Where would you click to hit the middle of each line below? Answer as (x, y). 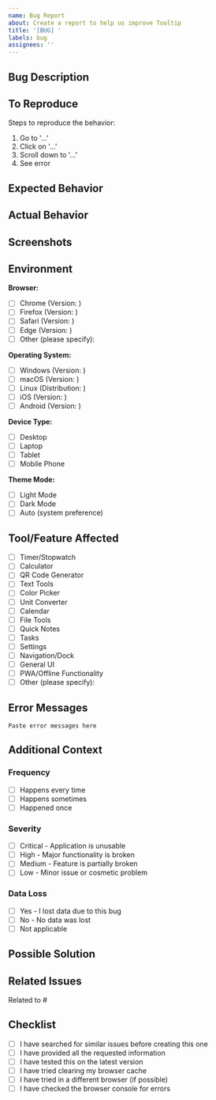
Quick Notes (40, 629)
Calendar (34, 610)
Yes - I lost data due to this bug (71, 911)
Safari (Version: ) (47, 321)
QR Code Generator (52, 575)
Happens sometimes (53, 799)
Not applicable (43, 928)
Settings (33, 646)
